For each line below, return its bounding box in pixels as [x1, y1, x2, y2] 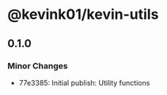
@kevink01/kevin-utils [7, 5, 159, 24]
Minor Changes [7, 60, 68, 71]
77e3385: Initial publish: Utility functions [18, 78, 150, 87]
